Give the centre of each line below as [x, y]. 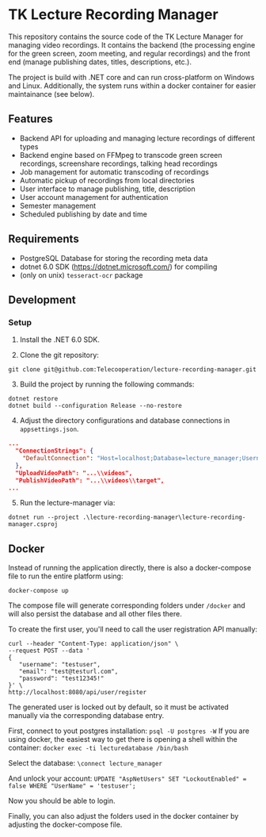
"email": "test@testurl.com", [68, 672]
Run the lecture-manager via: [67, 503]
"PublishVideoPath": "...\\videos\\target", [90, 480]
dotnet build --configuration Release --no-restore [95, 406]
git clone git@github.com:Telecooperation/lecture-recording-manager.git [133, 370]
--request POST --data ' [49, 651]
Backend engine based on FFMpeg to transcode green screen [121, 155]
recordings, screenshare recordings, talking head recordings [118, 163]
